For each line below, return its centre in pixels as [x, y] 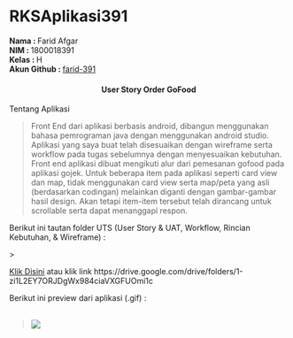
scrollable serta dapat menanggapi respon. [109, 211]
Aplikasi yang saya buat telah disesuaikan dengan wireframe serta [151, 145]
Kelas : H [26, 59]
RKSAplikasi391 [69, 16]
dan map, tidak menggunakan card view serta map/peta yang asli [150, 182]
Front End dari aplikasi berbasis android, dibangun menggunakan [150, 127]
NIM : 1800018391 [42, 50]
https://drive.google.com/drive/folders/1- [169, 272]
